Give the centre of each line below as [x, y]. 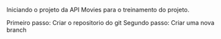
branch [17, 30]
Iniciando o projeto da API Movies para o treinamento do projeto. [98, 10]
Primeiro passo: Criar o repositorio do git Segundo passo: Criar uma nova [110, 23]
